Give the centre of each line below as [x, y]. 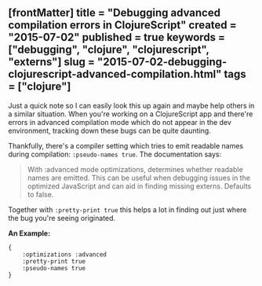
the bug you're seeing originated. [62, 218]
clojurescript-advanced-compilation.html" [115, 74]
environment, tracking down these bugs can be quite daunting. [110, 130]
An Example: [29, 233]
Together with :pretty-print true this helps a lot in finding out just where [127, 209]
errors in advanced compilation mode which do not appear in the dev [120, 122]
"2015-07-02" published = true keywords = [117, 37]
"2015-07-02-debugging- [162, 62]
